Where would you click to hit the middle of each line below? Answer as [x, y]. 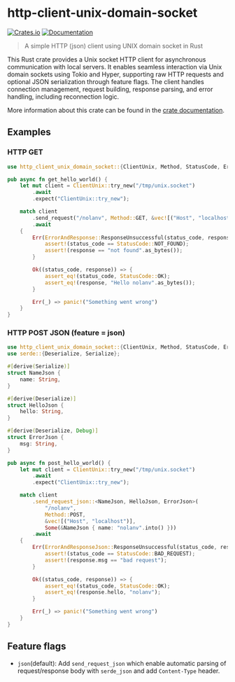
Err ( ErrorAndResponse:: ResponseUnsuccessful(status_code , [119, 237]
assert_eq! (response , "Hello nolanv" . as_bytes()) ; [120, 283]
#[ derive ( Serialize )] [39, 367]
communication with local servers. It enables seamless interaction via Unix [115, 67]
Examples [29, 132]
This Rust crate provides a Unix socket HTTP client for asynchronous [107, 59]
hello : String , [42, 412]
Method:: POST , [65, 515]
